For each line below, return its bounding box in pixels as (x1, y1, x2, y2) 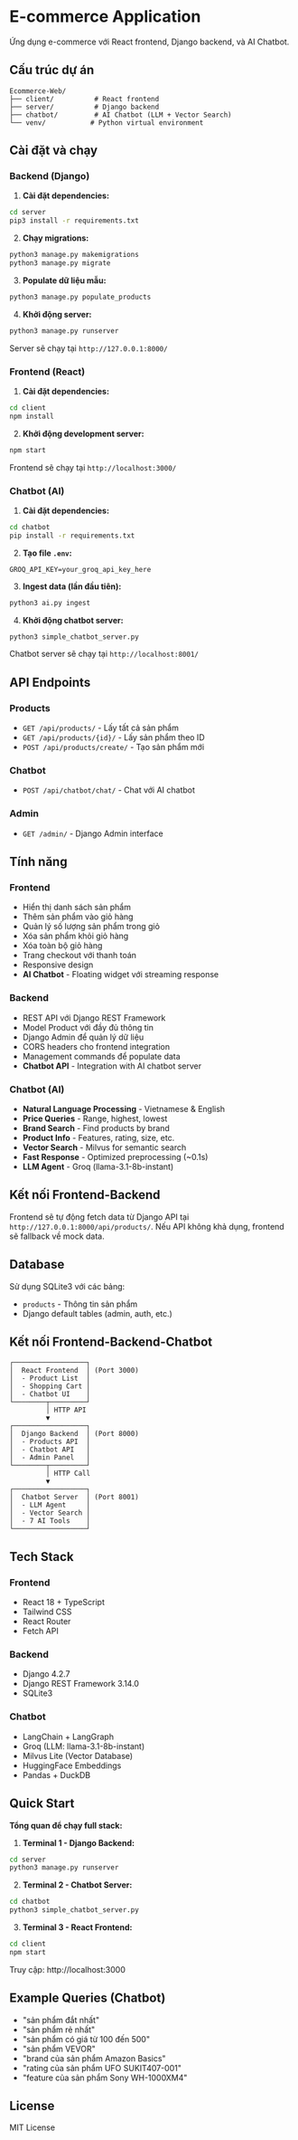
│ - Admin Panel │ (9, 1453, 91, 1462)
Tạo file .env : (22, 547, 72, 558)
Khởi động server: (22, 309, 92, 319)
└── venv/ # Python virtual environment (9, 118, 204, 128)
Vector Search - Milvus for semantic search (22, 1142, 187, 1153)
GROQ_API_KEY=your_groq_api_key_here (9, 565, 152, 574)
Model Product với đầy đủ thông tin (22, 1022, 154, 1032)
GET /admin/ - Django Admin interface (22, 828, 164, 839)
